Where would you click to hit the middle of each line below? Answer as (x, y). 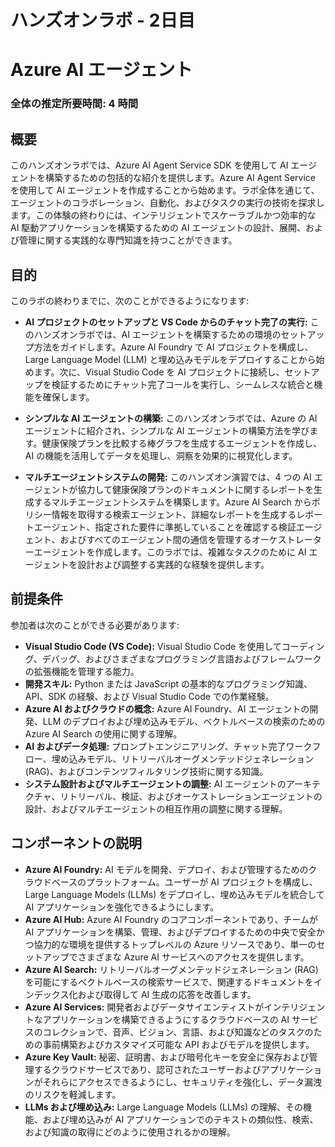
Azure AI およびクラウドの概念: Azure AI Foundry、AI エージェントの (167, 708)
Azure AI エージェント (101, 70)
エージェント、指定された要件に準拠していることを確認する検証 (165, 527)
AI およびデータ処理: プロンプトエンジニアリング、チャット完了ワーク (168, 746)
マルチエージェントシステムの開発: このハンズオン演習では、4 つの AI (168, 477)
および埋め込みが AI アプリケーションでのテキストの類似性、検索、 (180, 1119)
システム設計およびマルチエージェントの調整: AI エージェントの (155, 783)
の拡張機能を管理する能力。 (82, 671)
